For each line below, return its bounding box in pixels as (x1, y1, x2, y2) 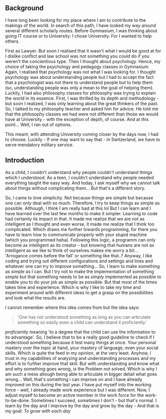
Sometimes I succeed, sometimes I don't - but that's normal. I (31, 397, 157, 403)
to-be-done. (5, 397, 30, 403)
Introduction (5, 156, 45, 165)
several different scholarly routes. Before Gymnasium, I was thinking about (5, 27, 158, 34)
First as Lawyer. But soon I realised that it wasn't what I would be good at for (5, 48, 162, 54)
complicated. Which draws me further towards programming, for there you (5, 226, 158, 232)
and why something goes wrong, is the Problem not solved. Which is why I (5, 365, 158, 371)
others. (5, 38, 20, 44)
